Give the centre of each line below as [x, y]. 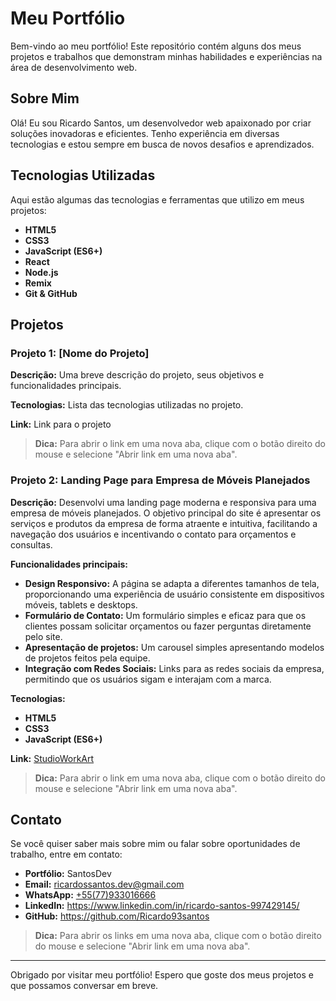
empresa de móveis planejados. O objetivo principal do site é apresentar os [166, 513]
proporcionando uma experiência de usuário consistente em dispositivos [174, 594]
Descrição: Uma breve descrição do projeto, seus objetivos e [137, 375]
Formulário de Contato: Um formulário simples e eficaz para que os [165, 615]
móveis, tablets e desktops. [81, 604]
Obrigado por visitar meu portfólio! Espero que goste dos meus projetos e [162, 975]
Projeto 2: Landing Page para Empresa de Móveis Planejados [160, 480]
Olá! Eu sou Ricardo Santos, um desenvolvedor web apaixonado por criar [161, 123]
